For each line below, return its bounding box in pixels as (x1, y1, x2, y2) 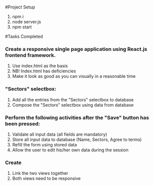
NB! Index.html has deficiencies (12, 68, 76, 74)
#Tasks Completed (5, 34, 43, 39)
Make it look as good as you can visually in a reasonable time (12, 73, 136, 79)
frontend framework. (5, 51, 56, 58)
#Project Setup (5, 4, 35, 10)
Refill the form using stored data (12, 141, 77, 147)
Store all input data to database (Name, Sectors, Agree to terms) (12, 137, 142, 142)
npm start (12, 24, 32, 30)
